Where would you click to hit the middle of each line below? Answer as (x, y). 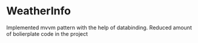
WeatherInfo (39, 11)
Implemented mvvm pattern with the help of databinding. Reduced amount (99, 27)
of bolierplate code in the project (47, 33)
